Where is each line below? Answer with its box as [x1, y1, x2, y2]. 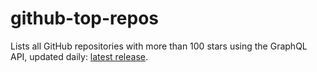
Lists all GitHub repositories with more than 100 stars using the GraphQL [10, 40, 308, 52]
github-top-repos [10, 7, 160, 30]
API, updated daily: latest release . [10, 50, 148, 62]
